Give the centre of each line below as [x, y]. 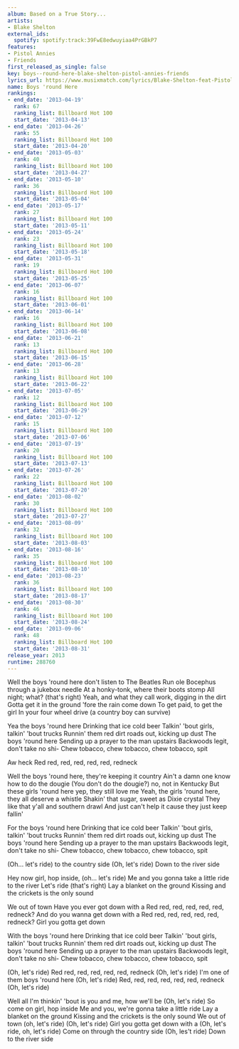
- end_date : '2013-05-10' [46, 179]
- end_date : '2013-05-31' [46, 259]
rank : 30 [27, 503]
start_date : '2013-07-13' [52, 464]
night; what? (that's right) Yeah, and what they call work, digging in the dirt [117, 697]
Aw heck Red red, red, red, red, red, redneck [73, 762]
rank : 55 [27, 133]
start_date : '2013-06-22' [52, 384]
